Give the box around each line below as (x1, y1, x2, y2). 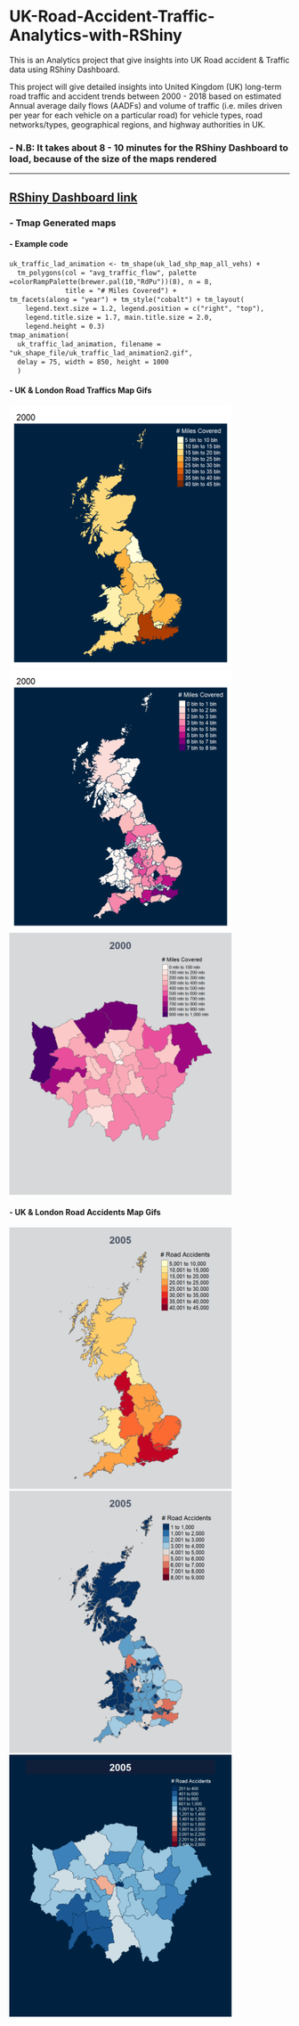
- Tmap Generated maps (9, 216, 117, 229)
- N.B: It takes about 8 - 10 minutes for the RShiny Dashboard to (9, 141, 289, 153)
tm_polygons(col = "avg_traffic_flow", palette (17, 268, 198, 277)
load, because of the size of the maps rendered (9, 152, 217, 165)
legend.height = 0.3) (25, 322, 105, 331)
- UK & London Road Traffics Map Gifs (9, 385, 152, 396)
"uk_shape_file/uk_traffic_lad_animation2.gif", (9, 348, 193, 357)
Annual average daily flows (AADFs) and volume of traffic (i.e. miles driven (9, 100, 283, 110)
